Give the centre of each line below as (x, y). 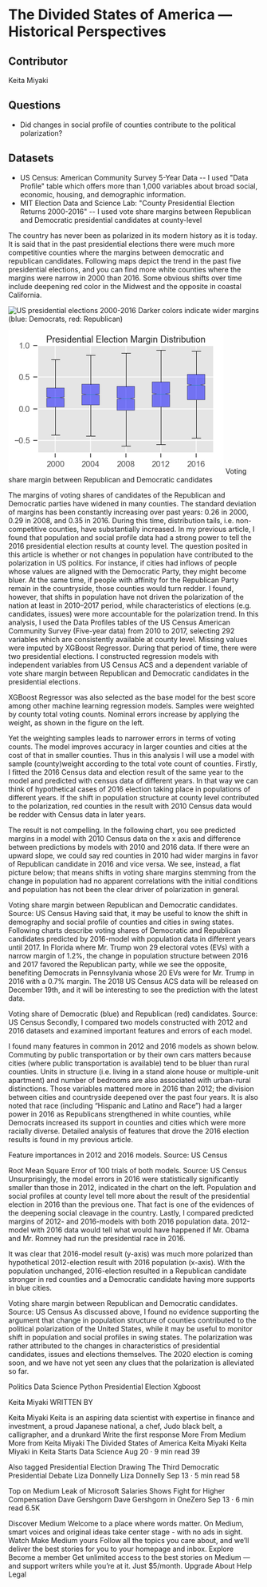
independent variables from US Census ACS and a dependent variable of (128, 665)
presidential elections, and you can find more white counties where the (125, 269)
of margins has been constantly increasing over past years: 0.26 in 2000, (128, 512)
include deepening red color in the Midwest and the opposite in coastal (125, 286)
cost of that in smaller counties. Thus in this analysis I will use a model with (132, 755)
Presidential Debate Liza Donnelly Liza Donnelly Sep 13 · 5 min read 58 (124, 1475)
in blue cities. (30, 1287)
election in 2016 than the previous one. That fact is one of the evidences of (132, 1204)
